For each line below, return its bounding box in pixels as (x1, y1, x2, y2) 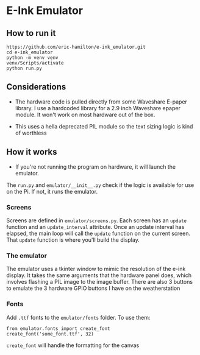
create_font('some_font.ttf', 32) (6, 331, 95, 337)
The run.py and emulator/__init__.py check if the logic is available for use (6, 181, 195, 189)
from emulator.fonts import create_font (6, 325, 111, 332)
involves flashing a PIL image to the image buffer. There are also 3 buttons (6, 278, 193, 286)
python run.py (6, 65, 43, 71)
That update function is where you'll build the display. (6, 236, 140, 244)
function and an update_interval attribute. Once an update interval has (6, 223, 185, 230)
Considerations (6, 82, 66, 92)
